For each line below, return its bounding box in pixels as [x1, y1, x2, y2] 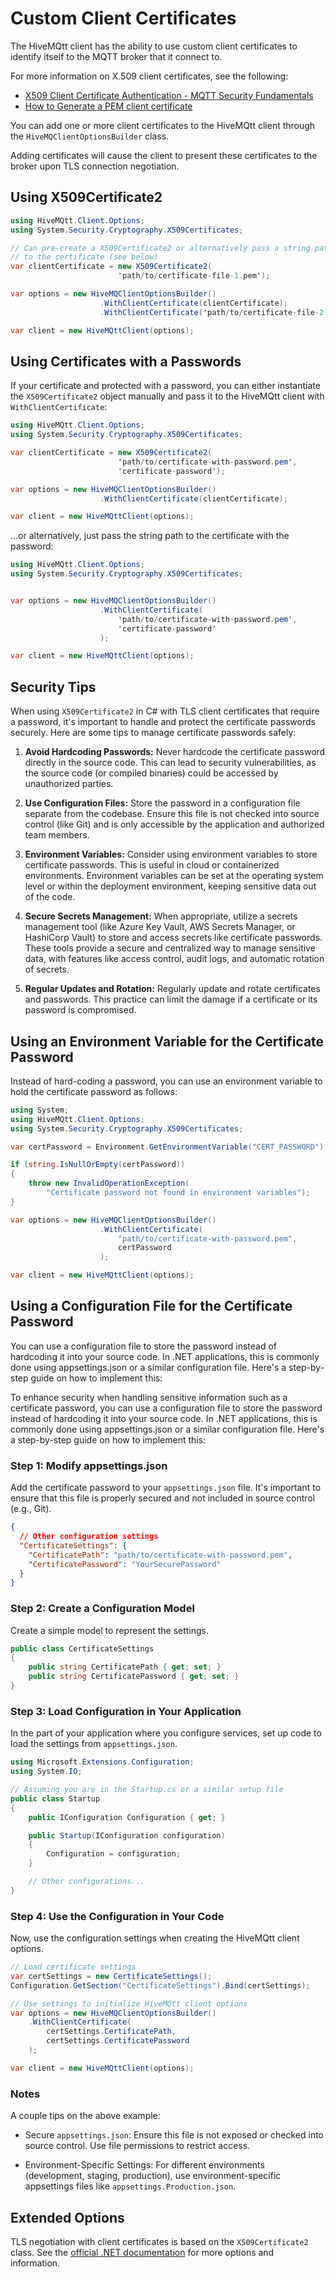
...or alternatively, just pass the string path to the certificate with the [10, 530, 290, 542]
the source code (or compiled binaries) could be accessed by [24, 767, 279, 779]
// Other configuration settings [19, 1532, 159, 1542]
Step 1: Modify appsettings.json [10, 1458, 168, 1472]
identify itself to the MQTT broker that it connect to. [10, 50, 223, 62]
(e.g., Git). [10, 1503, 52, 1515]
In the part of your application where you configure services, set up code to [10, 1727, 322, 1739]
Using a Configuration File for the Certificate [10, 1298, 293, 1315]
